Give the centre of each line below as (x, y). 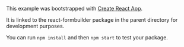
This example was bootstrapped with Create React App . (74, 9)
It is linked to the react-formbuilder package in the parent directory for (92, 20)
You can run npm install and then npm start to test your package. (87, 37)
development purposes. (35, 26)
